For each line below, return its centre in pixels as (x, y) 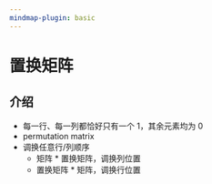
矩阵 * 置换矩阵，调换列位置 (88, 158)
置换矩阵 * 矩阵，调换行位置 (88, 169)
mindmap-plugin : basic (52, 18)
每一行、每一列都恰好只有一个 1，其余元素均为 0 (113, 126)
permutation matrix (58, 136)
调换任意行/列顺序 (56, 147)
